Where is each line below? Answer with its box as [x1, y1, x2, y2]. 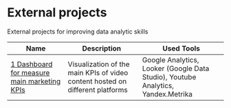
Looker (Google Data [142, 64, 210, 73]
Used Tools [162, 43, 201, 53]
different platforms [67, 85, 129, 94]
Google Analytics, [142, 55, 199, 64]
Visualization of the [67, 59, 130, 69]
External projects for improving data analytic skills [7, 27, 148, 36]
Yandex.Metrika [142, 89, 192, 98]
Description [82, 43, 122, 53]
